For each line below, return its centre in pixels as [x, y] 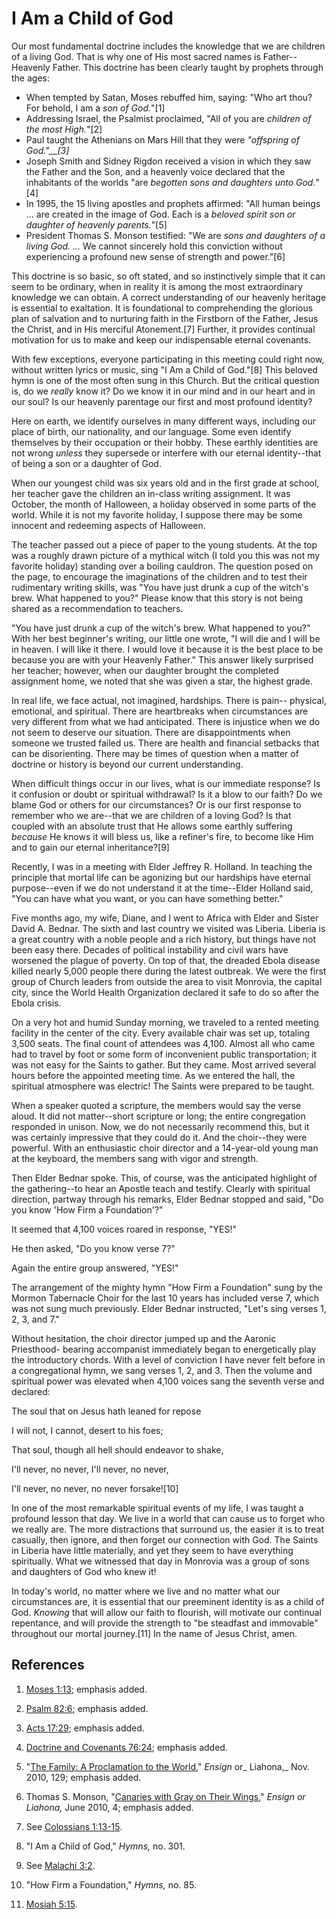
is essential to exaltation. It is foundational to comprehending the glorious [162, 308]
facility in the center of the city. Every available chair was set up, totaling [161, 1033]
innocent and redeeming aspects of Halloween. [108, 525]
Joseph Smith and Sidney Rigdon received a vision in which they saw [168, 161]
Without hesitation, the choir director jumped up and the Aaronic [144, 1338]
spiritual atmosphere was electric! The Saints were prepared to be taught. [163, 1086]
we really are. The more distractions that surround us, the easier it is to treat [167, 1529]
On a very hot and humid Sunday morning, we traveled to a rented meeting [165, 1022]
